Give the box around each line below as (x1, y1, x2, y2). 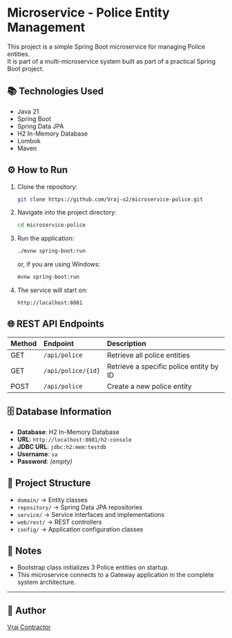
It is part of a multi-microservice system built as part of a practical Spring (7, 57, 216, 65)
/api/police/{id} (43, 367, 101, 374)
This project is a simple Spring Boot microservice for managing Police (7, 42, 206, 51)
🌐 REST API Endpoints (7, 318, 105, 330)
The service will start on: (17, 286, 88, 295)
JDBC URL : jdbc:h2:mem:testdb (17, 442, 107, 450)
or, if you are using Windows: (17, 260, 101, 268)
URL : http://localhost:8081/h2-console (17, 435, 133, 444)
